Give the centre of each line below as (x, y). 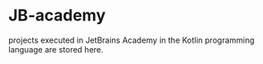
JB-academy (57, 16)
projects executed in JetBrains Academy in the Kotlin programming (131, 40)
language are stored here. (56, 49)
